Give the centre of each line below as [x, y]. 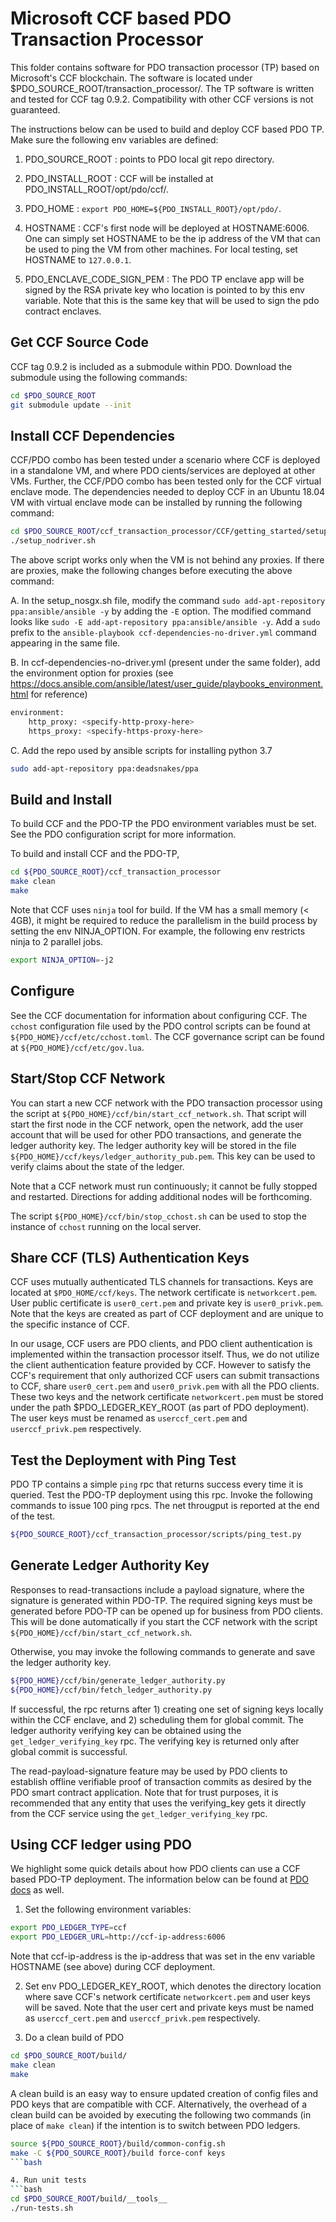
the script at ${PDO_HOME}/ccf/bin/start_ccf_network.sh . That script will [158, 1113]
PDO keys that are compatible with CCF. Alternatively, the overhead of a [159, 2104]
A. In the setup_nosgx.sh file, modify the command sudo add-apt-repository [168, 601]
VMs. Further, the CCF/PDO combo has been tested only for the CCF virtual [166, 481]
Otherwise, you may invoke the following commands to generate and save [163, 1651]
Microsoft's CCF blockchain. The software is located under [131, 78]
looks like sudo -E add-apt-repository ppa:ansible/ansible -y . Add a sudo [165, 622]
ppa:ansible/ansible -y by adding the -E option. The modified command [161, 611]
